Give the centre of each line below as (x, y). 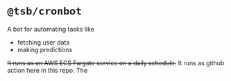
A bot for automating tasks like (51, 29)
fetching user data (43, 42)
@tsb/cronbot (44, 11)
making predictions (45, 49)
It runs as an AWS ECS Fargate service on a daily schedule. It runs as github (116, 62)
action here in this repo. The (48, 70)
